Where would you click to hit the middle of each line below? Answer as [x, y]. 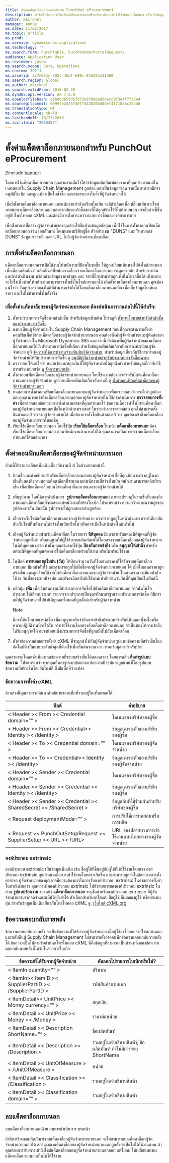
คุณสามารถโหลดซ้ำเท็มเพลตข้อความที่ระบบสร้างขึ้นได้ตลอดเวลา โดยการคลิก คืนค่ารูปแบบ [78, 657]
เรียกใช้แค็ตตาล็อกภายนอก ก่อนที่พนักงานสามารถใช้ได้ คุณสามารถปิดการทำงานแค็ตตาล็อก [86, 431]
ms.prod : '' [18, 38]
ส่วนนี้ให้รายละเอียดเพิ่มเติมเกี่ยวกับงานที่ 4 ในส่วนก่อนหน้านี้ [55, 466]
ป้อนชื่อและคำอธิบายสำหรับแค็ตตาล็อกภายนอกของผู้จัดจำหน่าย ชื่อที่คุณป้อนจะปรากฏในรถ [86, 476]
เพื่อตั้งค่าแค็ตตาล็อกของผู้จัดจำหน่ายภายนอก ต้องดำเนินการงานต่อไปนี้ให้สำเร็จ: [80, 307]
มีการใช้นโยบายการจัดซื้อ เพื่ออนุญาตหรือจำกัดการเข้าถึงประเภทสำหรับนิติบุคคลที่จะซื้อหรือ [85, 620]
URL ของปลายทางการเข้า [136, 830]
